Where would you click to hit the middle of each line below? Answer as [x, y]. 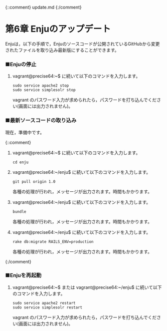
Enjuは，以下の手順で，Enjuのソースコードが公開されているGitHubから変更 [82, 44]
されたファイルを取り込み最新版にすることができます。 [62, 50]
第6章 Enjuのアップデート [58, 29]
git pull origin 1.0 [34, 182]
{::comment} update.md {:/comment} [43, 7]
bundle [19, 212]
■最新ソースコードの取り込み [41, 121]
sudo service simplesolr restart [47, 307]
